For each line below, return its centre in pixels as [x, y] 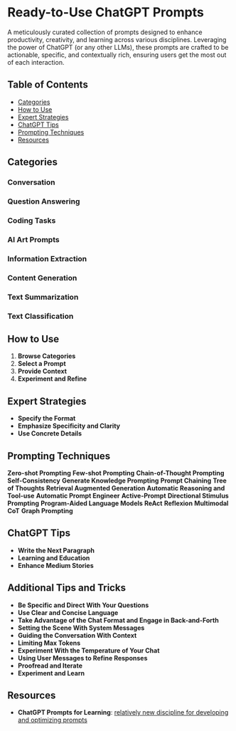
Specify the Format [47, 419]
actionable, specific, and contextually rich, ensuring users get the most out [117, 55]
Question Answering [44, 201]
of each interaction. [36, 62]
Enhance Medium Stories [55, 565]
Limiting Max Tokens [49, 643]
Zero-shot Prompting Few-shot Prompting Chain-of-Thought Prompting [116, 473]
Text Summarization [43, 297]
